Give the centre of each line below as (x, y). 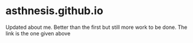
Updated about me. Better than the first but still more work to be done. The (97, 27)
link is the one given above (38, 33)
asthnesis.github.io (55, 11)
